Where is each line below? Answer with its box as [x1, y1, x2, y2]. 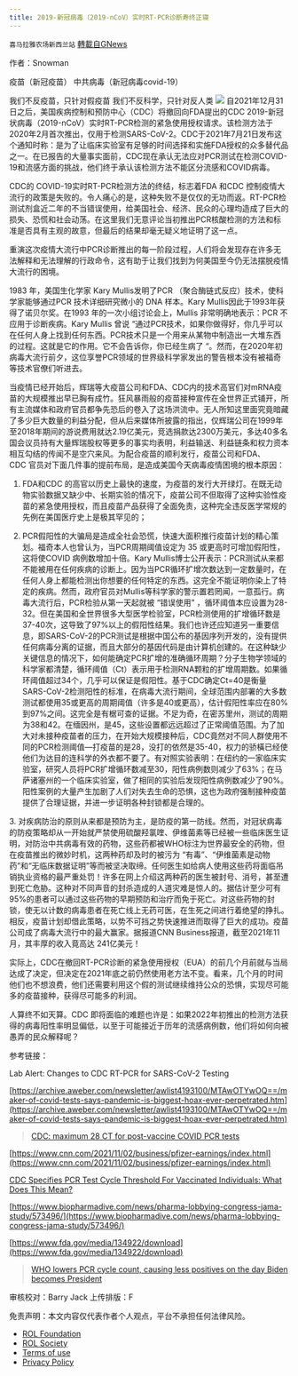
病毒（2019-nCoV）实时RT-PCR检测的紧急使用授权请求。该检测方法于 [16, 117, 273, 128]
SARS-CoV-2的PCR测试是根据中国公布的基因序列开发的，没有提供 [45, 630, 287, 640]
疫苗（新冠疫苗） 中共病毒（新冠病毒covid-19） [9, 76, 184, 87]
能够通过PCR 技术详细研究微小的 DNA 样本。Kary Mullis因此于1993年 [24, 296, 278, 306]
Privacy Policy [21, 1356, 74, 1367]
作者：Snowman [9, 57, 69, 68]
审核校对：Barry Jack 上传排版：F [9, 1292, 134, 1302]
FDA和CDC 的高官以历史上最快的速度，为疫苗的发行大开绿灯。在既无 [21, 478, 275, 489]
